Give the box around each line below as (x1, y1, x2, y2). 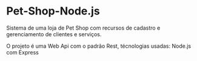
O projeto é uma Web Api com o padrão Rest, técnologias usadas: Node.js (6, 42, 192, 50)
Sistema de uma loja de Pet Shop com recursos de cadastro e (6, 24, 161, 31)
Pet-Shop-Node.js (6, 4, 100, 18)
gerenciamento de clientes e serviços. (6, 30, 102, 37)
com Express (6, 48, 39, 56)
